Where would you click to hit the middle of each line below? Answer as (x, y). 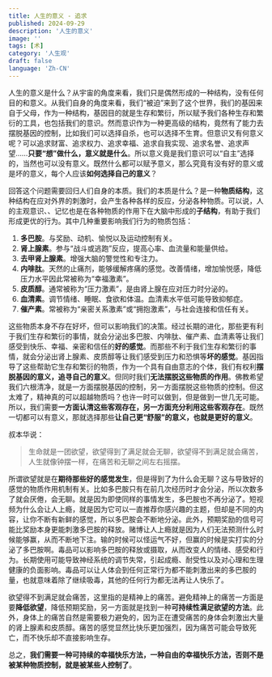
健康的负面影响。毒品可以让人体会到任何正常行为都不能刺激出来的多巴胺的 (132, 569)
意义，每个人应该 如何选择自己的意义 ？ (93, 173)
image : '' (25, 38)
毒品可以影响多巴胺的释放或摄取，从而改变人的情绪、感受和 (157, 549)
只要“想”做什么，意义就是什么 (78, 153)
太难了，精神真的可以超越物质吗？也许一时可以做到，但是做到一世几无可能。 (136, 396)
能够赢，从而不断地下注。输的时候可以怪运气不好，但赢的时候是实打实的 (136, 539)
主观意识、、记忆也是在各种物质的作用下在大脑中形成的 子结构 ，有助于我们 (138, 210)
